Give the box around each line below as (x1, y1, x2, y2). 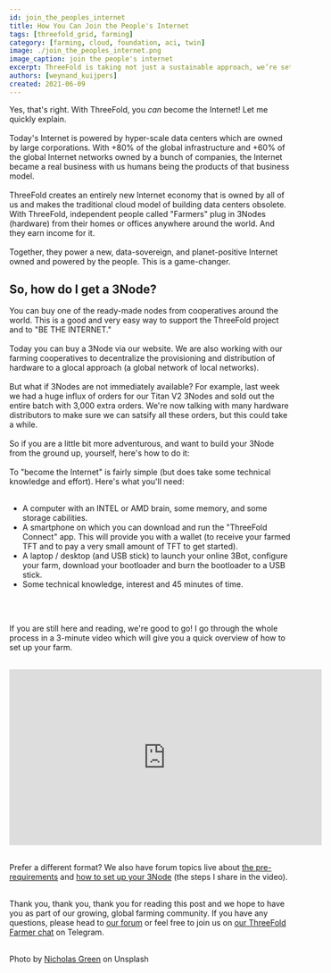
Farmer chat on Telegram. (9, 927, 104, 938)
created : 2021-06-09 (9, 80, 87, 88)
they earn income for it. (9, 227, 95, 238)
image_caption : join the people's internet (9, 55, 174, 63)
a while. (9, 419, 38, 430)
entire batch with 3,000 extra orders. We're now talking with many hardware (9, 400, 289, 411)
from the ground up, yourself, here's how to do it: (9, 448, 190, 458)
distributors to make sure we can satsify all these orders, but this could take (9, 410, 288, 421)
